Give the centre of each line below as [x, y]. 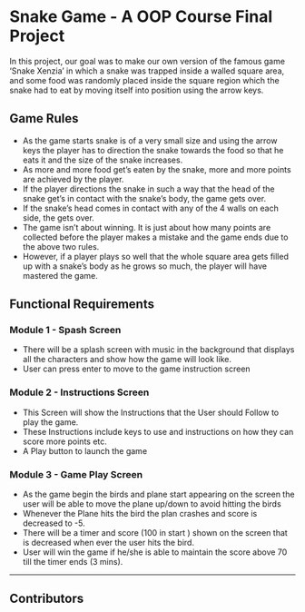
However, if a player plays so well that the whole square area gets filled [155, 256]
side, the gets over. [59, 217]
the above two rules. [61, 246]
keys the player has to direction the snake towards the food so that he [153, 150]
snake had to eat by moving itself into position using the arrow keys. [137, 90]
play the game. [50, 422]
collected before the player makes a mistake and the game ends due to [155, 237]
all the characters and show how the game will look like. [127, 360]
